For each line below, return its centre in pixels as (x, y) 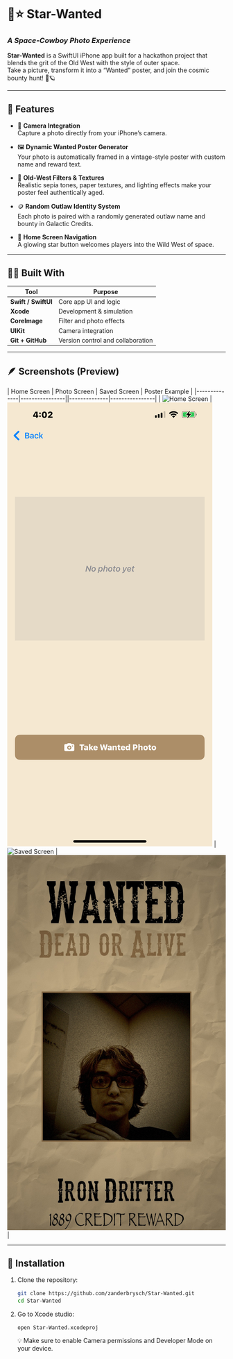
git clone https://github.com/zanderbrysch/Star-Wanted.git (106, 1294)
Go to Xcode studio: (46, 1314)
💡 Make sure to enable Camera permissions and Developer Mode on (115, 1341)
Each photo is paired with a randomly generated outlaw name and (111, 216)
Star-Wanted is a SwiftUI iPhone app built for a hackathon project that (107, 55)
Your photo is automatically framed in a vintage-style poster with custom (121, 157)
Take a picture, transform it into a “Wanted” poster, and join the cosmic (108, 70)
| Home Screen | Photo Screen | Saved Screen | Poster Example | (100, 392)
